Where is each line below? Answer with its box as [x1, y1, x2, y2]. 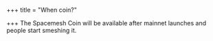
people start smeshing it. [6, 27, 77, 34]
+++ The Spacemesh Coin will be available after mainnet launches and [6, 19, 207, 27]
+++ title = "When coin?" [6, 6, 77, 14]
